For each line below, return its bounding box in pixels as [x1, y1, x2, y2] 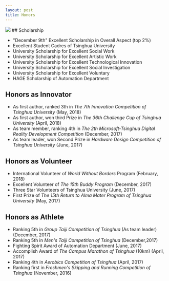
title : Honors [5, 12, 36, 17]
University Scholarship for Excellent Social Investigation [12, 64, 131, 70]
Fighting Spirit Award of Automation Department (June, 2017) [12, 242, 142, 249]
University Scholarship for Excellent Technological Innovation [12, 59, 142, 65]
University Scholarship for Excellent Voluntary [12, 70, 110, 76]
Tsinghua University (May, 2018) [12, 109, 81, 116]
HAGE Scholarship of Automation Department [12, 75, 109, 81]
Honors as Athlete [5, 213, 64, 221]
